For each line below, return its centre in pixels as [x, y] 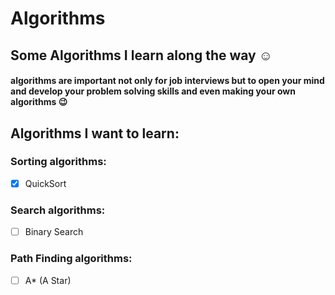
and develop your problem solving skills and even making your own [153, 91]
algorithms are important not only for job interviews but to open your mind [167, 81]
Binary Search [54, 232]
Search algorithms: [58, 210]
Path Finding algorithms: [71, 259]
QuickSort [45, 183]
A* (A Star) [48, 280]
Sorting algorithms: [58, 162]
